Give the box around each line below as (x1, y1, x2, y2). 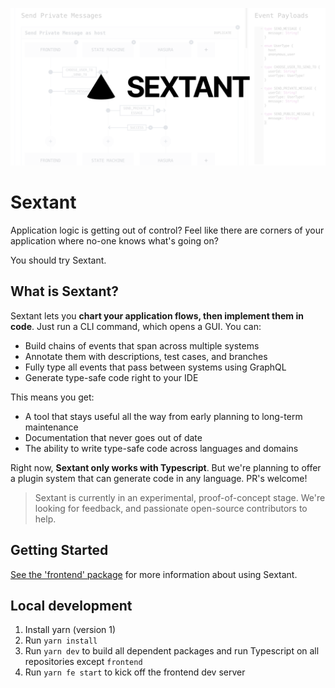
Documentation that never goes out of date (24, 431, 203, 443)
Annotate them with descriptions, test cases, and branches (24, 350, 268, 362)
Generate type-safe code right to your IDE (24, 371, 199, 383)
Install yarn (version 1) (24, 624, 117, 636)
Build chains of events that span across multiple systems (24, 339, 260, 352)
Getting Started (10, 542, 109, 559)
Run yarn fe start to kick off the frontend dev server (24, 666, 246, 678)
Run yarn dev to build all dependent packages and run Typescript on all (24, 645, 320, 657)
